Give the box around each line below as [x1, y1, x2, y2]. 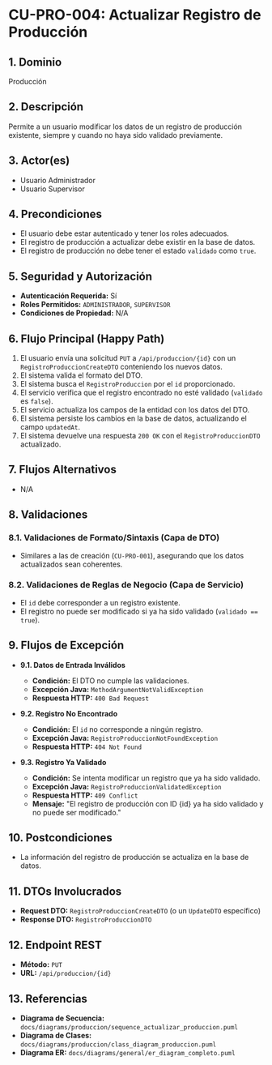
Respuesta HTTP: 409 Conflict [32, 790, 138, 800]
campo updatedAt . [19, 422, 81, 432]
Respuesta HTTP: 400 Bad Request [32, 693, 150, 703]
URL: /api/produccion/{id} [19, 969, 112, 978]
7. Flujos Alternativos [8, 463, 117, 477]
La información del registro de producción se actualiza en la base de [19, 853, 249, 862]
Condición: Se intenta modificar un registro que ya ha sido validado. [32, 772, 261, 783]
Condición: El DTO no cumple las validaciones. [32, 675, 189, 686]
